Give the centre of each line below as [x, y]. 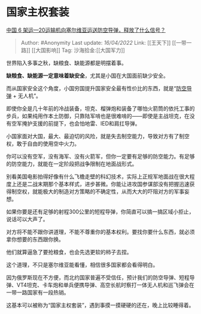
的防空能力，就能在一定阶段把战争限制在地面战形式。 [72, 164]
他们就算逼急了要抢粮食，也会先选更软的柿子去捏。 [69, 252]
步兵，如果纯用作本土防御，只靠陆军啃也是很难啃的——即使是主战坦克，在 [98, 116]
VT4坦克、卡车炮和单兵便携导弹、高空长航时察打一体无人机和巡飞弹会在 [105, 285]
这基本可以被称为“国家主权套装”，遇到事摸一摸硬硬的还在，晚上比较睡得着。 [100, 305]
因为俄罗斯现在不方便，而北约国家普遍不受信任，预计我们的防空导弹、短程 [98, 277]
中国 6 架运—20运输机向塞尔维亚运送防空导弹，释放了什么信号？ [86, 30]
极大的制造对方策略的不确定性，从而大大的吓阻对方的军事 [113, 191]
